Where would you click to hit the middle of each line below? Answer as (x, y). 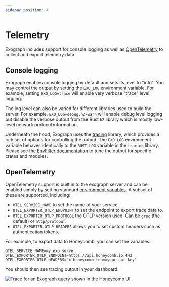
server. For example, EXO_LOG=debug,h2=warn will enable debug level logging (84, 114)
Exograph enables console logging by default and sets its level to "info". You (85, 83)
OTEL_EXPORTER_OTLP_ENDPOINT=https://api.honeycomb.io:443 (69, 256)
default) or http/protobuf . (39, 221)
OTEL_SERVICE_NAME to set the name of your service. (66, 205)
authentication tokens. (36, 232)
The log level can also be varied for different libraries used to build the (78, 109)
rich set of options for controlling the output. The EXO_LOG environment (78, 140)
